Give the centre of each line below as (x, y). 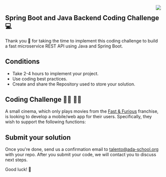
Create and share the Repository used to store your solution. (74, 84)
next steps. (17, 160)
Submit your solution (38, 137)
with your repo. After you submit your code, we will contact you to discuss (81, 155)
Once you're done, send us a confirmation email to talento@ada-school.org (82, 149)
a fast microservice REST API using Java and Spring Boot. (64, 46)
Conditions (22, 62)
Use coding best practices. (40, 79)
